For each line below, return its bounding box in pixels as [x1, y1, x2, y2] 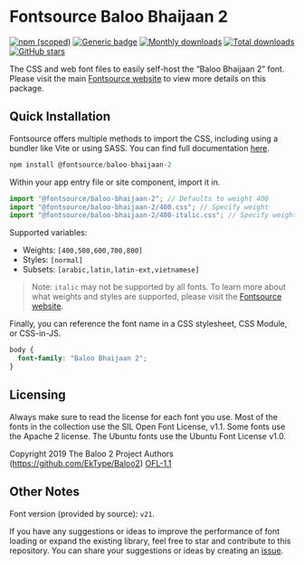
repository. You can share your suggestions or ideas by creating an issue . [9, 545, 284, 556]
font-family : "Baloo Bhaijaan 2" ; [17, 354, 147, 363]
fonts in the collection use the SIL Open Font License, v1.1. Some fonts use [9, 421, 286, 432]
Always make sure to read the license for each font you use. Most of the [9, 411, 279, 422]
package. [9, 82, 44, 93]
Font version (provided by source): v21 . [9, 508, 156, 519]
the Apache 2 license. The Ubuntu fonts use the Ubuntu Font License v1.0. [9, 430, 287, 441]
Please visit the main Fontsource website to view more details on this [9, 72, 267, 83]
